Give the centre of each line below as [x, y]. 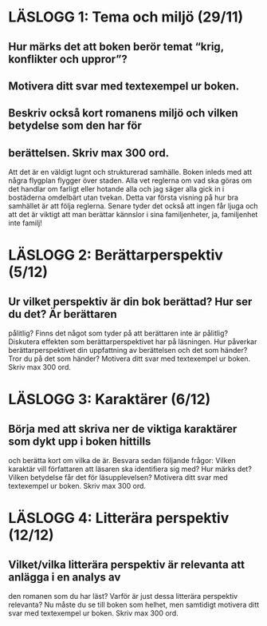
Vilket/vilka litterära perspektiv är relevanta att [127, 564]
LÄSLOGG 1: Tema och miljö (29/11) [126, 17]
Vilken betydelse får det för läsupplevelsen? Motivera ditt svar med [118, 477]
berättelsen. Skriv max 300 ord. [89, 153]
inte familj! [25, 223]
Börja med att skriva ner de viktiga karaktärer [123, 428]
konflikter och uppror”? [68, 59]
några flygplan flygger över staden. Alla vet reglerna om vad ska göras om [130, 180]
